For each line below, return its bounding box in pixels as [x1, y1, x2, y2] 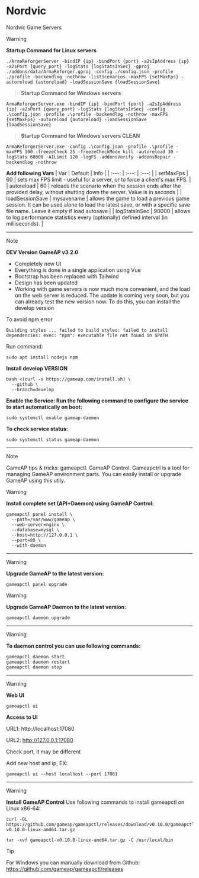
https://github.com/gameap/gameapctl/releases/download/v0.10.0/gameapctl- [6, 821, 197, 828]
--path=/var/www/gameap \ [11, 516, 76, 522]
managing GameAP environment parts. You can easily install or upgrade [6, 470, 182, 477]
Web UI [6, 692, 25, 699]
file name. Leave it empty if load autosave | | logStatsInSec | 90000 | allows [6, 207, 191, 214]
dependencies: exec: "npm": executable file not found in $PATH [6, 332, 168, 338]
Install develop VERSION [6, 364, 68, 372]
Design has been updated [14, 279, 78, 286]
